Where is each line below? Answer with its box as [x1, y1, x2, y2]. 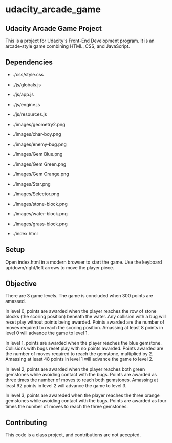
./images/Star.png [12, 180, 51, 187]
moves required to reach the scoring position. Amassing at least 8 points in [5, 325, 163, 331]
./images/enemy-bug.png [12, 141, 67, 147]
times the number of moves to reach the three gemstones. [5, 404, 128, 410]
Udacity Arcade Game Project [5, 24, 102, 33]
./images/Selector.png [12, 191, 60, 197]
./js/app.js [12, 91, 34, 97]
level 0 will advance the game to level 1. [5, 330, 89, 336]
